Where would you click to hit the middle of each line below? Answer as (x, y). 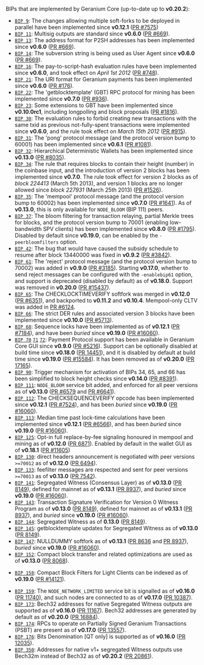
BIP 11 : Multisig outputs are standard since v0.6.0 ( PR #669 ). (92, 34)
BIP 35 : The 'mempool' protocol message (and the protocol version (99, 196)
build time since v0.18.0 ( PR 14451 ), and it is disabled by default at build (105, 352)
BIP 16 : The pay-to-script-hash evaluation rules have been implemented (105, 66)
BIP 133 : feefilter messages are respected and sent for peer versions (101, 470)
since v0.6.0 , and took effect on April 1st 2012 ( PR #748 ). (87, 73)
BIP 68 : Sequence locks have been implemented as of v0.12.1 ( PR (97, 326)
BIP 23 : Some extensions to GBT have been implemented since (94, 105)
